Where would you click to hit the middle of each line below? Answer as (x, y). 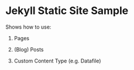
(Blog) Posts (29, 49)
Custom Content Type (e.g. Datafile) (57, 61)
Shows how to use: (28, 27)
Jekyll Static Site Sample (67, 11)
